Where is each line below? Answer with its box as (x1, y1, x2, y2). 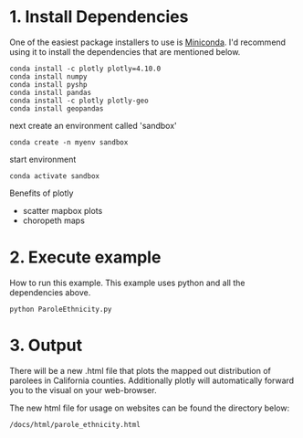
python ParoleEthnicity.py (9, 304, 112, 314)
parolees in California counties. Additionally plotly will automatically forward (9, 375, 295, 386)
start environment (9, 154, 77, 165)
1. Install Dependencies (9, 6, 189, 27)
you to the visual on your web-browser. (9, 384, 157, 395)
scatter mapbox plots (22, 205, 103, 216)
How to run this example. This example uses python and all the (9, 277, 246, 288)
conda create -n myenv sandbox (9, 137, 129, 147)
